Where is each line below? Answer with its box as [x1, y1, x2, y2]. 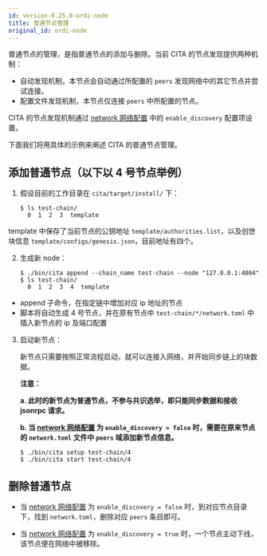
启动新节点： [19, 335, 62, 345]
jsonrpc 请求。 [19, 406, 69, 416]
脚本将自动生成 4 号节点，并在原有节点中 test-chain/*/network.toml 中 [19, 308, 255, 317]
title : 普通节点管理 [8, 19, 69, 27]
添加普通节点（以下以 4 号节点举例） [8, 165, 189, 179]
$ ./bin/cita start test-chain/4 [19, 455, 132, 463]
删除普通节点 [8, 479, 72, 493]
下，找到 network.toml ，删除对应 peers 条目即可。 [19, 512, 185, 521]
